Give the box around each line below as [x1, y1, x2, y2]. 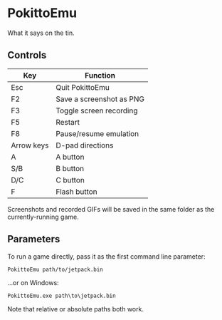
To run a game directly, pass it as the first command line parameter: [7, 252, 206, 261]
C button [55, 175, 85, 185]
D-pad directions [55, 140, 114, 150]
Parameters [7, 233, 60, 245]
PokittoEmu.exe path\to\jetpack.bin [7, 292, 116, 299]
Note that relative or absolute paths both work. [7, 304, 144, 313]
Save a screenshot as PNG [55, 94, 144, 104]
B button [55, 163, 85, 173]
